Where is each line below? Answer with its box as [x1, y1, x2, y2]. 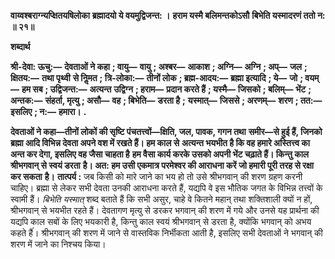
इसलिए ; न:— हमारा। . [10, 106, 87, 117]
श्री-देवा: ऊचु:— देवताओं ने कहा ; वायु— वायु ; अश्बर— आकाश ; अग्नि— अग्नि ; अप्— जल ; [10, 61, 308, 72]
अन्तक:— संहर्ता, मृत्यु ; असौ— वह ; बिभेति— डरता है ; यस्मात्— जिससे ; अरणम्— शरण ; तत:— [10, 95, 323, 106]
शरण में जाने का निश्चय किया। [10, 238, 107, 250]
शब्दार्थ [10, 41, 31, 52]
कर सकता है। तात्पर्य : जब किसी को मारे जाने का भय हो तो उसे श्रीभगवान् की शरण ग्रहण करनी [10, 171, 303, 182]
